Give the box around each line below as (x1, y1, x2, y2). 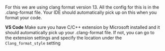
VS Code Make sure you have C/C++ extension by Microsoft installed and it (5, 24, 160, 30)
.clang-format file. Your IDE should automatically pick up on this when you (5, 9, 157, 15)
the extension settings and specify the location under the (5, 35, 122, 41)
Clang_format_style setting (5, 40, 61, 46)
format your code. (5, 15, 42, 20)
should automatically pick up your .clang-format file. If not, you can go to (5, 30, 155, 35)
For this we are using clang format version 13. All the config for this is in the (5, 4, 160, 10)
